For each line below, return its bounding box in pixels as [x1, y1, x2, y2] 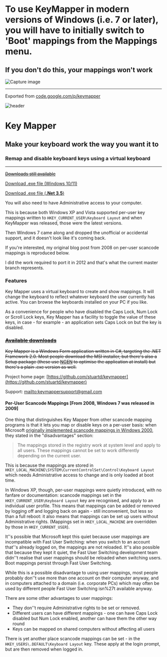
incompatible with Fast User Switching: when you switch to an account [5, 539, 150, 545]
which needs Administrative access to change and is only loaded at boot [5, 472, 154, 478]
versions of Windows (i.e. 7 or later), [5, 14, 159, 25]
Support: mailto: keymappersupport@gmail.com [5, 389, 102, 395]
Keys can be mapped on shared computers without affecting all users [12, 626, 155, 632]
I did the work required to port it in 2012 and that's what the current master [5, 259, 158, 265]
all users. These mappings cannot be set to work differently [17, 447, 140, 453]
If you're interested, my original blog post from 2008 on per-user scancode [5, 244, 159, 250]
